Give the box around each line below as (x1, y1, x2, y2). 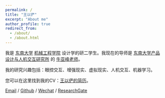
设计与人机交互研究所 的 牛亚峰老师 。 (5, 56, 83, 62)
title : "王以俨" (5, 12, 37, 17)
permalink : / (5, 7, 33, 13)
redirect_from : (5, 26, 37, 31)
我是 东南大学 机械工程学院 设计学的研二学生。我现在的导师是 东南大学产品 (5, 50, 160, 56)
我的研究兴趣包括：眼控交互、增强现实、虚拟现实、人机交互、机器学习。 (5, 66, 155, 73)
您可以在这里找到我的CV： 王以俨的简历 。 (5, 77, 91, 83)
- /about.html (10, 36, 39, 41)
